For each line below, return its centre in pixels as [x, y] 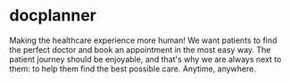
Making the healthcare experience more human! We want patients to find [143, 40]
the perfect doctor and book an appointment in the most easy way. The [140, 49]
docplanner [53, 16]
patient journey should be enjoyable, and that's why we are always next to [145, 59]
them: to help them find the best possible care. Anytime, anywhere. [133, 69]
